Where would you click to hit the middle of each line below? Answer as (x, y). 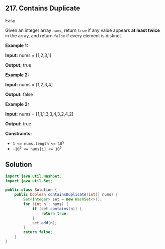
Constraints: (19, 133)
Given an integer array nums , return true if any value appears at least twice (82, 30)
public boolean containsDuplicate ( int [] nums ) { (66, 195)
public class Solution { (31, 190)
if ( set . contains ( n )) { (57, 209)
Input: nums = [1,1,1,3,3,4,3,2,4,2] (39, 114)
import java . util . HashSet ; (33, 176)
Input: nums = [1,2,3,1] (28, 55)
